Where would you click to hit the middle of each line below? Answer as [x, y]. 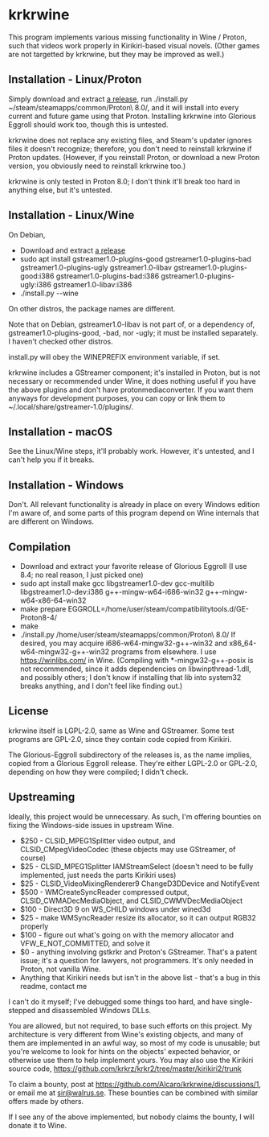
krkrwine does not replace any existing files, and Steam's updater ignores [130, 140]
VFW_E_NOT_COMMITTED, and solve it [85, 943]
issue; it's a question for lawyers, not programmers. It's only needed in [137, 960]
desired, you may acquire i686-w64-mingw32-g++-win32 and [123, 643]
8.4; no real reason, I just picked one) [82, 575]
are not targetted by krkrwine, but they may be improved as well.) [116, 54]
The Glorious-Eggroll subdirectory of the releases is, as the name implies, [130, 755]
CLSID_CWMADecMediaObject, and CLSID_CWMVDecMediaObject [131, 900]
